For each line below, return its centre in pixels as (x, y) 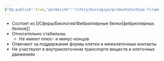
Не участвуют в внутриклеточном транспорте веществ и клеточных (83, 49)
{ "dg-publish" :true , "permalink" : (39, 9)
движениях (23, 54)
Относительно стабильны (38, 33)
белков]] (21, 28)
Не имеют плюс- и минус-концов (54, 39)
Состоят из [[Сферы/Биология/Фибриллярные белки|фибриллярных (83, 23)
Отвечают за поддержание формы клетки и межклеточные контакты (84, 44)
